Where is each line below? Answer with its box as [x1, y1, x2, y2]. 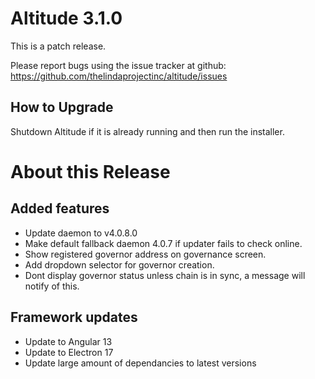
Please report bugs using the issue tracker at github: [10, 59, 227, 71]
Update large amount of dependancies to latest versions [24, 357, 257, 369]
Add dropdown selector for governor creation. [24, 258, 215, 271]
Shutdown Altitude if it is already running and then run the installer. [10, 125, 285, 137]
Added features [10, 200, 110, 217]
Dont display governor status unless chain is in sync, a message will [24, 269, 306, 281]
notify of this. [24, 280, 80, 292]
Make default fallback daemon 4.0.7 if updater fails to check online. [24, 237, 303, 249]
